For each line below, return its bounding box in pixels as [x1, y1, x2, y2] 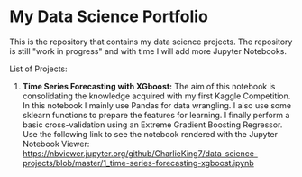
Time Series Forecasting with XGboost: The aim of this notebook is [22, 80, 276, 91]
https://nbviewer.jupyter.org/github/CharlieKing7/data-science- [22, 147, 259, 159]
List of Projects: [9, 63, 68, 74]
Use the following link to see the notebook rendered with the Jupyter [22, 128, 278, 139]
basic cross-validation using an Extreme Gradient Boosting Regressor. [22, 119, 283, 130]
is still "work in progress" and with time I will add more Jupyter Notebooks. [9, 45, 287, 56]
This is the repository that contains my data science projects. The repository [9, 36, 293, 47]
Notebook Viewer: [22, 138, 90, 149]
